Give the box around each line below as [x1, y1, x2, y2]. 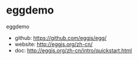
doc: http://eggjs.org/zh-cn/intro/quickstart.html [14, 46, 132, 54]
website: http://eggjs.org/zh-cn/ [14, 41, 93, 48]
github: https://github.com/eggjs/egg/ [14, 34, 107, 41]
